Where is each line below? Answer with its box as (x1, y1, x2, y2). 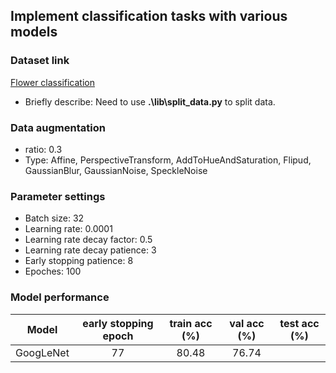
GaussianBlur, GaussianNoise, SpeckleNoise (24, 164, 208, 176)
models (10, 24, 58, 41)
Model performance (10, 290, 110, 304)
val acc (229, 316, 265, 330)
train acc (169, 316, 213, 330)
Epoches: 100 (24, 265, 82, 278)
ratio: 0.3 (24, 143, 63, 155)
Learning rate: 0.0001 (24, 223, 113, 235)
